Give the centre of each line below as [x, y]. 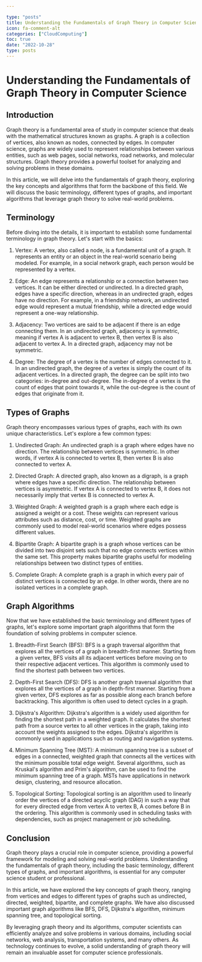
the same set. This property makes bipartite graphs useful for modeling [103, 556]
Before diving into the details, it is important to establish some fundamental [99, 232]
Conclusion [28, 838]
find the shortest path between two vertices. [70, 671]
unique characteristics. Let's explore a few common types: [79, 433]
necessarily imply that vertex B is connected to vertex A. [85, 495]
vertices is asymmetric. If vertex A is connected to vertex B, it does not [103, 489]
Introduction [30, 115]
